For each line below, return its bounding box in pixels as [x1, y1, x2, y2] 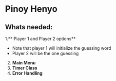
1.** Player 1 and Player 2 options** [5, 36, 76, 41]
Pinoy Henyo [5, 3, 58, 15]
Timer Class [12, 65, 38, 71]
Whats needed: [5, 23, 53, 31]
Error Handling [12, 70, 43, 76]
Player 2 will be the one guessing [12, 50, 79, 56]
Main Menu [12, 60, 36, 65]
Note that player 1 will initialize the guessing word [12, 45, 111, 51]
